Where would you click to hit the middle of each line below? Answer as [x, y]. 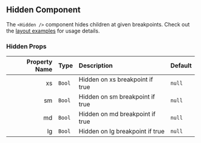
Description [96, 65]
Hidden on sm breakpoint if [117, 97]
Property [39, 62]
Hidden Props [26, 46]
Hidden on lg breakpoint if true [122, 132]
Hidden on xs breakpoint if [116, 79]
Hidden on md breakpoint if [117, 114]
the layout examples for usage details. [53, 31]
